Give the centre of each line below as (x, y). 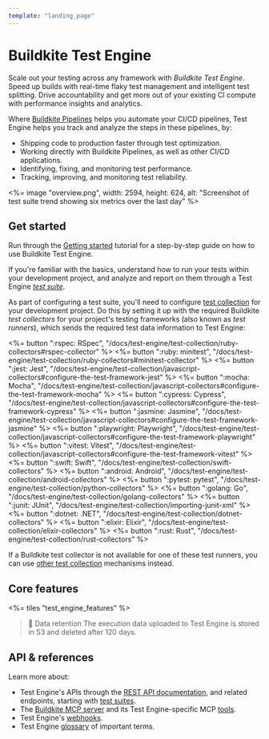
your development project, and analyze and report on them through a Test (130, 278)
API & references (51, 658)
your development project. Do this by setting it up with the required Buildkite (134, 311)
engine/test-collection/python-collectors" (77, 488)
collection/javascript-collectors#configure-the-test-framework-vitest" (124, 454)
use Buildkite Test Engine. (51, 254)
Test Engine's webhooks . (61, 718)
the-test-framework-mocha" (55, 395)
